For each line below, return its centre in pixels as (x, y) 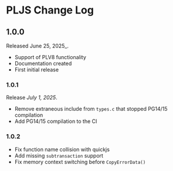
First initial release (37, 70)
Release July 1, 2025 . (32, 98)
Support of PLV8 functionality (50, 57)
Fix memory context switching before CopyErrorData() (80, 162)
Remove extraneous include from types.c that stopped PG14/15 (91, 109)
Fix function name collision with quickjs (62, 149)
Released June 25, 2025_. (38, 46)
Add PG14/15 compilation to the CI (56, 121)
